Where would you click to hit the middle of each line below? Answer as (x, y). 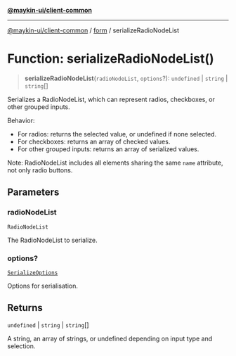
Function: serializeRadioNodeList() (111, 59)
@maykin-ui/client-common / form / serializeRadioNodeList (93, 30)
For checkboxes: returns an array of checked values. (94, 141)
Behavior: (21, 120)
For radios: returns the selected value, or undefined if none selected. (117, 134)
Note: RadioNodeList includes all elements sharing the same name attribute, (115, 163)
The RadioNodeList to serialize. (52, 240)
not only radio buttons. (40, 170)
